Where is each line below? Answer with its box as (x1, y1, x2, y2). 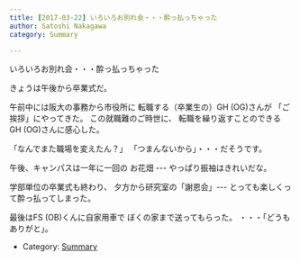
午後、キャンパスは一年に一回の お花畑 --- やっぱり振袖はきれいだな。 (9, 163, 272, 174)
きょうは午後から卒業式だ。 (9, 83, 113, 94)
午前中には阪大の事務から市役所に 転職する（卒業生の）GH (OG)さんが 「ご (9, 102, 291, 112)
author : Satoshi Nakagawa (9, 22, 106, 31)
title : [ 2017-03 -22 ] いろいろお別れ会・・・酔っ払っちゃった (9, 13, 218, 22)
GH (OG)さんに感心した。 (9, 124, 105, 135)
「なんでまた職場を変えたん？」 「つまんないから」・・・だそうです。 (9, 143, 268, 154)
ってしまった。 (40, 193, 96, 203)
